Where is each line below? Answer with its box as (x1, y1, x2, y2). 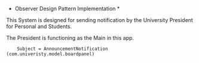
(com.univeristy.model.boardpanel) (6, 51, 95, 57)
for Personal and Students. (6, 23, 72, 30)
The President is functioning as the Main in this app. (6, 34, 134, 41)
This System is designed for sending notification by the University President (6, 17, 193, 23)
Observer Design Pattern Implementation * (14, 5, 120, 12)
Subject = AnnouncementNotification (17, 46, 109, 52)
